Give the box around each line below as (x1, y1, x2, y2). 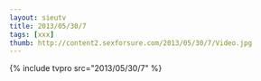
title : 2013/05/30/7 (9, 22, 88, 31)
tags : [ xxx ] (9, 30, 54, 39)
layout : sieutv (9, 13, 67, 22)
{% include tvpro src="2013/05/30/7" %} (9, 63, 163, 74)
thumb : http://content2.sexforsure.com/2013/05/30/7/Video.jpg (9, 38, 253, 48)
